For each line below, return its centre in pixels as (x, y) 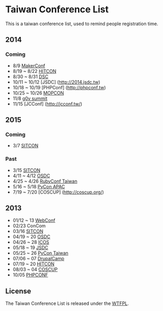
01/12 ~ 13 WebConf (34, 220)
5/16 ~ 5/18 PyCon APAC (39, 186)
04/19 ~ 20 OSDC (31, 237)
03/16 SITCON (28, 231)
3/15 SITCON (26, 170)
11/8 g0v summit (30, 98)
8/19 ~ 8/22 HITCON (34, 71)
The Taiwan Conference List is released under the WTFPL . (67, 303)
